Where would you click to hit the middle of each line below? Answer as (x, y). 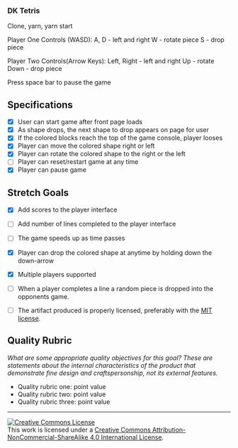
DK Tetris (24, 11)
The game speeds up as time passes (71, 238)
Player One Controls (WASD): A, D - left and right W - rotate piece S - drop (116, 40)
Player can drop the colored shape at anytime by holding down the (115, 252)
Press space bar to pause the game (59, 82)
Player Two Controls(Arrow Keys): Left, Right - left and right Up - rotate (111, 61)
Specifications (40, 105)
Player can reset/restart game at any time (78, 162)
